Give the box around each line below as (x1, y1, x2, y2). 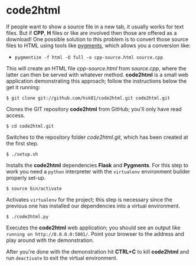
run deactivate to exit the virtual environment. (6, 254, 118, 261)
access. (6, 112, 25, 119)
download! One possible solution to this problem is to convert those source (6, 35, 189, 43)
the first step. (6, 140, 39, 147)
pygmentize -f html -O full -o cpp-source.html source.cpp (14, 54, 164, 60)
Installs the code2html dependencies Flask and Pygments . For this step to (6, 161, 189, 168)
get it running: (6, 83, 40, 90)
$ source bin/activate (6, 186, 62, 192)
